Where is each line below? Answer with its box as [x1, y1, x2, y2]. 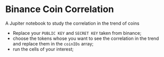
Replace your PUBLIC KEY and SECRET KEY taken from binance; [12, 30, 142, 36]
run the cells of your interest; [12, 46, 74, 52]
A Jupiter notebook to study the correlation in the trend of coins [5, 20, 139, 26]
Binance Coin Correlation [5, 4, 114, 15]
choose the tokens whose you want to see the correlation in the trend [12, 35, 159, 41]
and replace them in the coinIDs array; [12, 40, 93, 46]
